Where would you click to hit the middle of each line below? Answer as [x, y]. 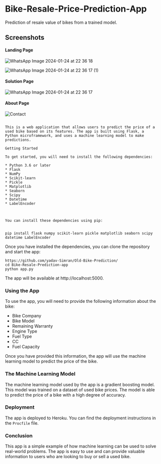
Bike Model [23, 321]
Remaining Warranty [32, 326]
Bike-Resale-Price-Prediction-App [76, 9]
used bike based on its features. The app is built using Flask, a [75, 131]
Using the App [22, 291]
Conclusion [19, 435]
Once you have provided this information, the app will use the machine [76, 356]
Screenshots [25, 38]
